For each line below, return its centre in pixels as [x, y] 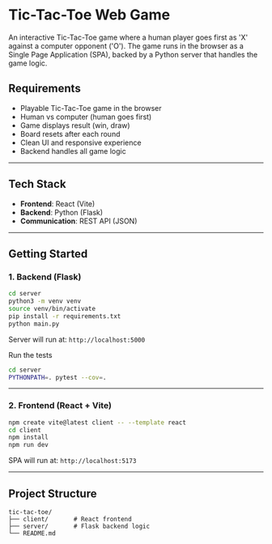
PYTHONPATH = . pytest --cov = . [57, 377]
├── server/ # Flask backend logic [79, 526]
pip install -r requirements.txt [65, 316]
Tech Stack [37, 184]
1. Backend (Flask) [45, 277]
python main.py [34, 324]
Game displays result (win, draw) [75, 125]
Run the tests [30, 355]
